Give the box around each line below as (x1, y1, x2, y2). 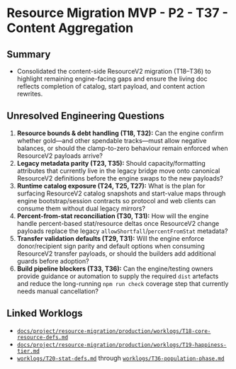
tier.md (16, 347, 40, 355)
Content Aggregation (6, 20, 134, 36)
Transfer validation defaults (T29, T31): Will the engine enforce (16, 234, 205, 242)
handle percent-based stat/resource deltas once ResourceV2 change (16, 219, 220, 227)
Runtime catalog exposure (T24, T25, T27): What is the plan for (16, 181, 206, 190)
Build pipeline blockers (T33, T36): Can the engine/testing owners (16, 264, 213, 273)
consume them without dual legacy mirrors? (16, 204, 146, 212)
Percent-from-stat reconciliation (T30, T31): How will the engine (16, 211, 210, 220)
